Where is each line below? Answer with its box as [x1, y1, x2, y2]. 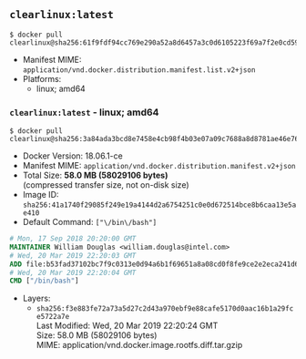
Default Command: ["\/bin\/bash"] [22, 217, 158, 228]
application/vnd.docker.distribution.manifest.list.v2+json [22, 65, 256, 75]
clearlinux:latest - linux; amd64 [9, 106, 159, 118]
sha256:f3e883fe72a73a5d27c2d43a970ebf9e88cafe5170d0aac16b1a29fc [36, 304, 294, 313]
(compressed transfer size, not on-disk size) [22, 179, 189, 190]
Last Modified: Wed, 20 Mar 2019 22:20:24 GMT [36, 320, 219, 332]
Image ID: [22, 190, 59, 200]
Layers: [22, 292, 51, 304]
